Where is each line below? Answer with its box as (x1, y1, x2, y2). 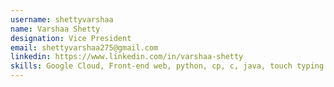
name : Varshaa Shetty (10, 24, 101, 34)
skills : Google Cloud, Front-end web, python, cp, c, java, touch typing (10, 61, 325, 71)
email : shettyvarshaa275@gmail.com (10, 42, 159, 53)
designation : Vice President (10, 33, 132, 43)
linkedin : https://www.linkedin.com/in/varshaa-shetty (10, 52, 244, 62)
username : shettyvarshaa (10, 14, 114, 25)
